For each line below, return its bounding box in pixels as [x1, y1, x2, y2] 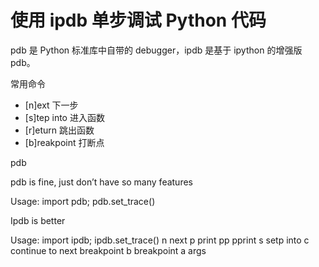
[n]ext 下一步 [24, 99, 79, 111]
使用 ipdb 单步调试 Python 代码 [10, 9, 267, 32]
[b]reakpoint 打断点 [24, 136, 105, 148]
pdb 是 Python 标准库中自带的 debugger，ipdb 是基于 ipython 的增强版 [10, 44, 303, 56]
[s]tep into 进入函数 [24, 111, 105, 123]
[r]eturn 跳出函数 [24, 124, 95, 136]
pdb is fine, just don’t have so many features [10, 176, 193, 188]
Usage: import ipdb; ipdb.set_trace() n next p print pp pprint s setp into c [10, 234, 310, 246]
